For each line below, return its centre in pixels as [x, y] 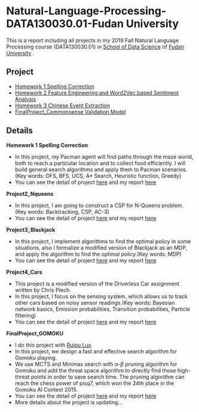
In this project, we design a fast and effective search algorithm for [96, 351]
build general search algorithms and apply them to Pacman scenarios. [101, 169]
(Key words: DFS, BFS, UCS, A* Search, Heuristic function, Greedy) [98, 175]
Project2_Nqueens [30, 193]
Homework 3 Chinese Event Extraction [62, 105]
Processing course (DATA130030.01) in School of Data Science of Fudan [95, 47]
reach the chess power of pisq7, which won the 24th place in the [94, 383]
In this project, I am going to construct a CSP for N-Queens [88, 205]
